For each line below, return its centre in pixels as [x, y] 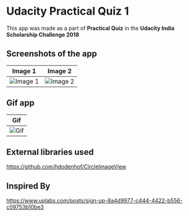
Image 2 [60, 71]
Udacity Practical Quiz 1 [68, 11]
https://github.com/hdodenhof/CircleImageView [66, 167]
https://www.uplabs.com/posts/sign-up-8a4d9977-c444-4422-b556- [94, 201]
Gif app [20, 103]
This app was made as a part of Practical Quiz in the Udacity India [91, 28]
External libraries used [50, 152]
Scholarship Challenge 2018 [43, 34]
